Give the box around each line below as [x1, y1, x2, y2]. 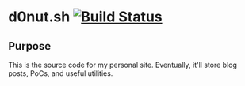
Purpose [8, 39, 52, 53]
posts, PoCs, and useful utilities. [8, 69, 113, 78]
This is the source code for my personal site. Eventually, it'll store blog [8, 60, 238, 69]
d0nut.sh [8, 8, 71, 26]
